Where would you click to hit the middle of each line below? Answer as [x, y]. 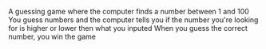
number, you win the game [52, 36]
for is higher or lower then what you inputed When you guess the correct [128, 28]
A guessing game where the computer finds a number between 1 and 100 [129, 11]
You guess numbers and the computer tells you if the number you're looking [133, 20]
